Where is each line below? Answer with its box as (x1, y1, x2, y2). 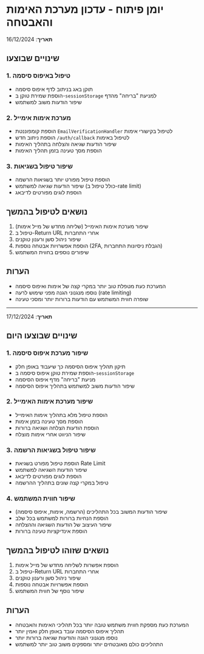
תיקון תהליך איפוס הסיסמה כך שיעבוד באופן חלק (15, 363, 126, 370)
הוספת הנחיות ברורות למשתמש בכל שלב (15, 514, 109, 522)
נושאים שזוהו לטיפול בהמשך (6, 545, 109, 555)
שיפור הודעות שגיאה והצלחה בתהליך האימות (15, 140, 117, 148)
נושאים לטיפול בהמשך (6, 207, 88, 217)
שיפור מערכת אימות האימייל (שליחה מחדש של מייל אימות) (15, 222, 149, 230)
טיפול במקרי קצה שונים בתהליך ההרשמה (15, 479, 109, 486)
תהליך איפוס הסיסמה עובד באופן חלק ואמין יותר (15, 628, 124, 635)
